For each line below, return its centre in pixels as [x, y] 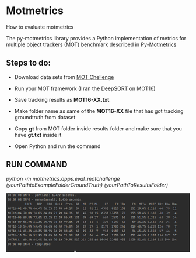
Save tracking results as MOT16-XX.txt [62, 99]
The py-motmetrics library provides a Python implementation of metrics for [96, 38]
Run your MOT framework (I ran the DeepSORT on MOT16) [85, 88]
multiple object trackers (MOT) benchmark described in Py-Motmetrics [91, 44]
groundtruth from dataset [45, 117]
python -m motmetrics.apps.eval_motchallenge [63, 178]
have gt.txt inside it [38, 135]
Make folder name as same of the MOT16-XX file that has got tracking [99, 111]
